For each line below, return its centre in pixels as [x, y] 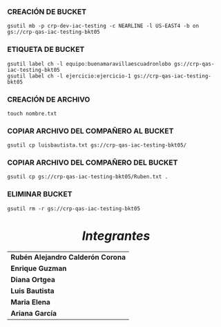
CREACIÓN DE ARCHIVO [49, 99]
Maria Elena [30, 302]
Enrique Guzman [39, 268]
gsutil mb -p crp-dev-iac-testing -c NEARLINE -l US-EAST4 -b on [103, 26]
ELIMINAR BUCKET [40, 194]
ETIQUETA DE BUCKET [46, 50]
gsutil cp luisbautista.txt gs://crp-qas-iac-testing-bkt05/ [97, 145]
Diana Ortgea [33, 279]
